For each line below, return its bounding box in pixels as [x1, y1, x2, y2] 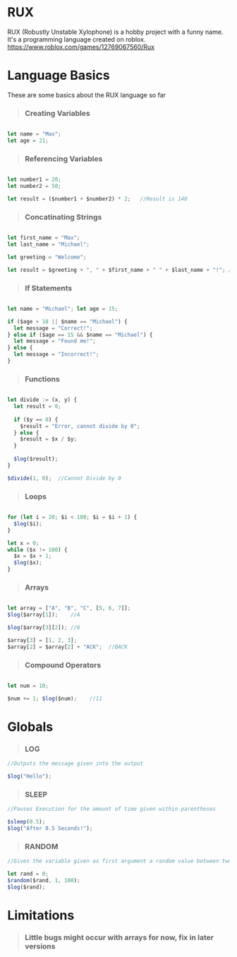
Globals [7, 718, 54, 735]
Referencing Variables [24, 153, 103, 163]
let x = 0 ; [7, 540, 39, 547]
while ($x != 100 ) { [7, 546, 68, 553]
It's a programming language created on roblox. [7, 35, 146, 43]
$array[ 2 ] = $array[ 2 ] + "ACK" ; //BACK [7, 643, 128, 650]
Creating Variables [24, 108, 90, 118]
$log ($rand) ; [7, 884, 46, 891]
